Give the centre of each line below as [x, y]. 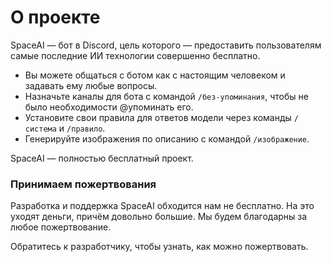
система [40, 129]
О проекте [55, 17]
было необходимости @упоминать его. [109, 107]
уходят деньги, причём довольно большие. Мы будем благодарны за [159, 217]
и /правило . [82, 128]
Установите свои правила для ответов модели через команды [158, 117]
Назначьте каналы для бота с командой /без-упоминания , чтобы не [166, 96]
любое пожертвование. [61, 227]
